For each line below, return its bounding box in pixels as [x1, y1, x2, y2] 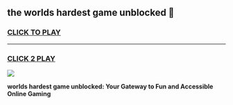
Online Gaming [7, 89, 51, 97]
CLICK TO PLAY [7, 28, 61, 37]
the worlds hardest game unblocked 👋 [7, 7, 175, 19]
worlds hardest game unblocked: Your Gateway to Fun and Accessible [7, 82, 214, 90]
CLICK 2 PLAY [7, 53, 55, 63]
